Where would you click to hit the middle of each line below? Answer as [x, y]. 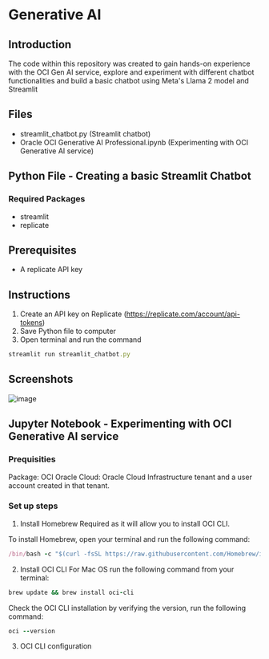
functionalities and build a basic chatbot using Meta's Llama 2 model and [129, 81]
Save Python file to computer [68, 332]
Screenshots [41, 379]
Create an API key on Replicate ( [73, 314]
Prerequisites [42, 250]
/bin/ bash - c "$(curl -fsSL [55, 554]
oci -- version [32, 631]
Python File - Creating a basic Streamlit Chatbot [130, 176]
